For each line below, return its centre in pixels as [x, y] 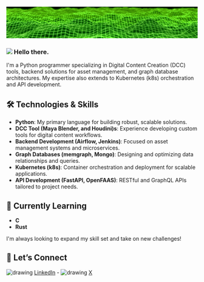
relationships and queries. [47, 161]
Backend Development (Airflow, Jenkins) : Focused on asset [91, 142]
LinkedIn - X [63, 272]
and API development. [34, 84]
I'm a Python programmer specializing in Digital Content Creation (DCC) [96, 65]
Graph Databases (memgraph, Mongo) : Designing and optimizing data [104, 154]
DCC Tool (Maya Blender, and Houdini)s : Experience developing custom [106, 129]
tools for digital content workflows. [59, 135]
